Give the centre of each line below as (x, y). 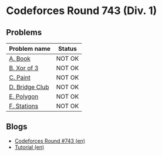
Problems (24, 32)
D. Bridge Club (29, 87)
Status (68, 49)
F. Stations (24, 106)
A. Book (20, 58)
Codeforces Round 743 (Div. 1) (82, 11)
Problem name (30, 49)
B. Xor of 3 (24, 68)
